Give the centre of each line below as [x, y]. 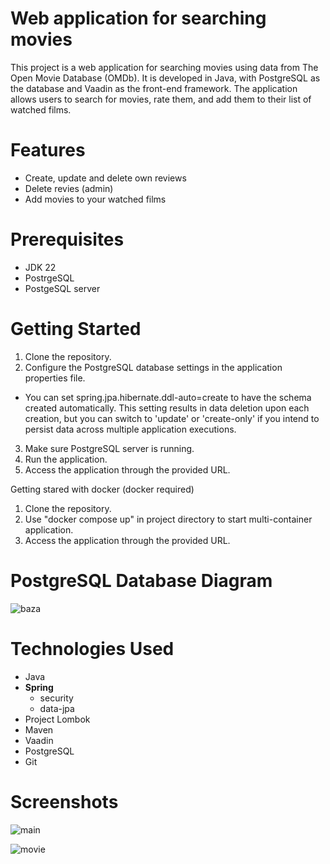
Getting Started [76, 329]
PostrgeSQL [49, 278]
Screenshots [64, 801]
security [56, 698]
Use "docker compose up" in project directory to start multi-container [168, 519]
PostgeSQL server [62, 288]
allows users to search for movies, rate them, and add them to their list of [161, 99]
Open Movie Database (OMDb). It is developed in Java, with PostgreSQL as [165, 78]
